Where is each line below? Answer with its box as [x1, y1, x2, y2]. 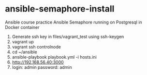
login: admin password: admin [12, 64, 72, 70]
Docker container [5, 24, 40, 30]
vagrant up [12, 38, 34, 44]
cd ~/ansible [12, 49, 37, 55]
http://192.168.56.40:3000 [12, 59, 64, 65]
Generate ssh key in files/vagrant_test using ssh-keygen [12, 34, 124, 39]
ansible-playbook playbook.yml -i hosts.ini [12, 54, 97, 60]
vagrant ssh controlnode [12, 44, 61, 50]
